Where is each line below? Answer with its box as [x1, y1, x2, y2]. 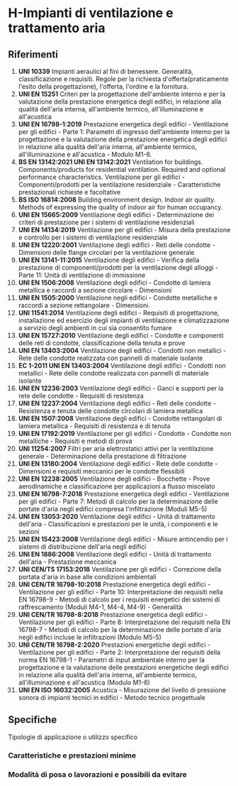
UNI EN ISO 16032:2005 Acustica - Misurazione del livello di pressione [18, 686, 226, 694]
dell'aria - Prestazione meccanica [18, 557, 117, 566]
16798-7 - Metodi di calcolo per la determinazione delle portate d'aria [18, 626, 222, 633]
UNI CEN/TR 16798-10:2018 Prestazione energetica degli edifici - [18, 580, 211, 589]
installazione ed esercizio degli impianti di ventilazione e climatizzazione [18, 316, 229, 324]
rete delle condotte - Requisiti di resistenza [18, 392, 144, 400]
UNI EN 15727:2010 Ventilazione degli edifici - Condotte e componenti [18, 332, 224, 339]
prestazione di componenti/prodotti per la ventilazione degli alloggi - [18, 263, 219, 271]
